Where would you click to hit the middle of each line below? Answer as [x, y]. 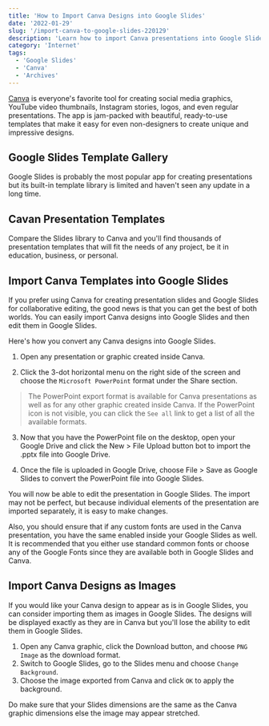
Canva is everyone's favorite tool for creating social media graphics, [121, 98]
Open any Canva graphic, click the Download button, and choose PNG [134, 646]
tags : [17, 53]
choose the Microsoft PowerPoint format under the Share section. [128, 381]
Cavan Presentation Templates [87, 219]
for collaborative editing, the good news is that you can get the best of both [133, 309]
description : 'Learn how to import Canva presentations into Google [125, 38]
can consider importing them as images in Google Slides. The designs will [130, 614]
